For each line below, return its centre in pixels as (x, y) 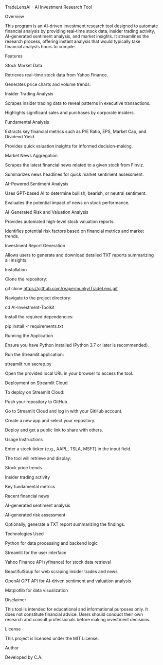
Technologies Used (24, 534)
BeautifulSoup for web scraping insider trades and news (61, 571)
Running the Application (29, 336)
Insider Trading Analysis (29, 94)
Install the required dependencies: (39, 317)
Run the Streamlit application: (35, 354)
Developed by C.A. (24, 657)
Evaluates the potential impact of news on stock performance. (67, 203)
